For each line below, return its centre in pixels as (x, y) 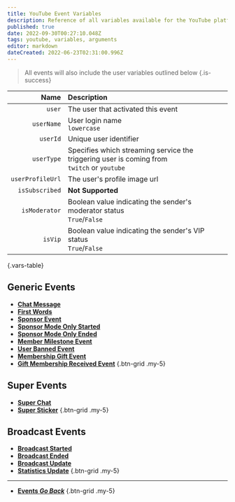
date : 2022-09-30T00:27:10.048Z (54, 33)
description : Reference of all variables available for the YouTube (109, 20)
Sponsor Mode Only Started (59, 327)
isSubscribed (40, 190)
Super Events (37, 386)
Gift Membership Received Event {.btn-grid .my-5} (92, 364)
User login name (95, 120)
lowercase (84, 128)
